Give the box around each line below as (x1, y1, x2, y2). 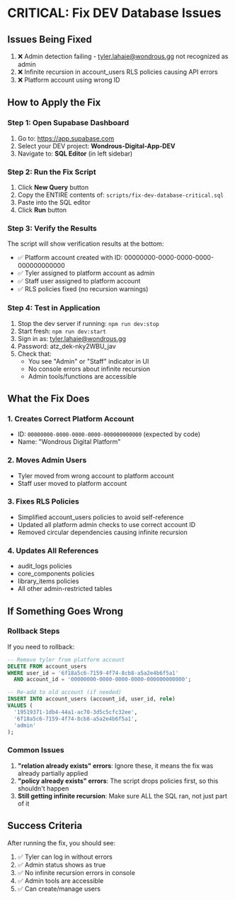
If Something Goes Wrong (7, 605, 124, 617)
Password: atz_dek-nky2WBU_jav (17, 342, 117, 350)
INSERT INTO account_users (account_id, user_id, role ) (7, 695, 176, 703)
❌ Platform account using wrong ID (17, 76, 120, 84)
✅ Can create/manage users (17, 884, 101, 893)
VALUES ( (7, 702, 33, 710)
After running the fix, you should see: (7, 838, 115, 847)
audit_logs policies (17, 562, 72, 570)
